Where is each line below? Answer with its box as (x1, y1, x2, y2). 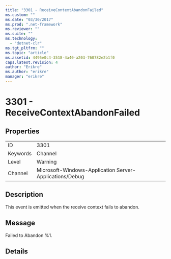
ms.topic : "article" (5, 50, 49, 55)
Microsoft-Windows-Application (36, 167, 116, 174)
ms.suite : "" (5, 31, 33, 36)
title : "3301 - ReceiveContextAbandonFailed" (5, 7, 103, 13)
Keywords (8, 150, 32, 157)
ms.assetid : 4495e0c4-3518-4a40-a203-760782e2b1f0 (5, 55, 115, 60)
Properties (5, 127, 40, 136)
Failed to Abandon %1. (5, 232, 52, 238)
